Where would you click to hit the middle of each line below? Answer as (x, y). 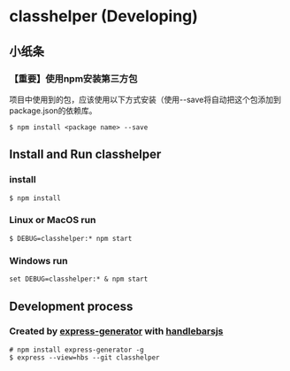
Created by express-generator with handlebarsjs (116, 331)
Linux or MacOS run (53, 220)
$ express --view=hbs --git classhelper (85, 357)
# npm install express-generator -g (76, 350)
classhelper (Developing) (104, 16)
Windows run (38, 260)
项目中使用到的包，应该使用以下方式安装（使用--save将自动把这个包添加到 (145, 99)
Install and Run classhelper (85, 155)
